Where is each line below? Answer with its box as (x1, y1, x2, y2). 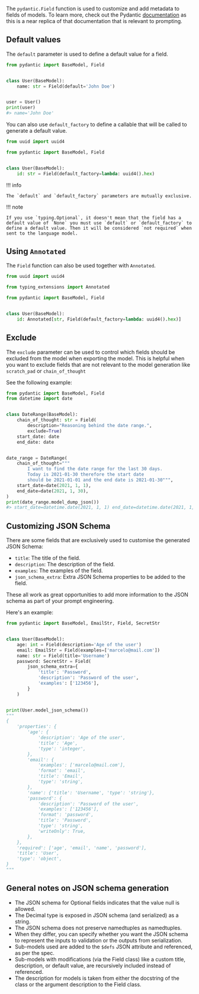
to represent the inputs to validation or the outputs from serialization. (14, 937, 182, 944)
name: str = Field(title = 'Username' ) (17, 653, 110, 659)
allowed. (14, 905, 36, 912)
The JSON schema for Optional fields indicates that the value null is (14, 899, 179, 906)
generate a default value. (6, 127, 68, 134)
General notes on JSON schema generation (6, 883, 169, 893)
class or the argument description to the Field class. (14, 980, 142, 988)
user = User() (6, 99, 41, 105)
